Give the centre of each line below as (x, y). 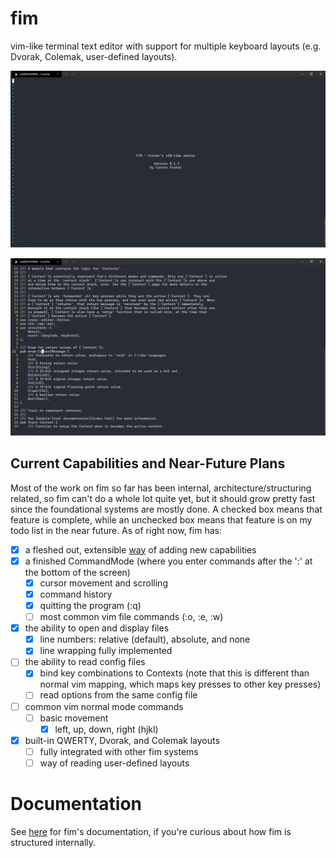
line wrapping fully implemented (106, 651)
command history (76, 594)
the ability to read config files (85, 662)
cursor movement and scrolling (103, 583)
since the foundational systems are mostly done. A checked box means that (166, 509)
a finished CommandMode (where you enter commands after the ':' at (168, 561)
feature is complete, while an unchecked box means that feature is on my (161, 519)
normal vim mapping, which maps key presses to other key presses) (180, 684)
